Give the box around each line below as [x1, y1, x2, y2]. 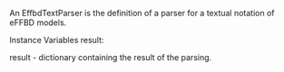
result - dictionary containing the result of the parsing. [9, 52, 212, 62]
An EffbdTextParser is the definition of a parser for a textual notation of [9, 8, 275, 18]
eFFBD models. [9, 17, 67, 28]
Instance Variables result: [9, 35, 104, 45]
